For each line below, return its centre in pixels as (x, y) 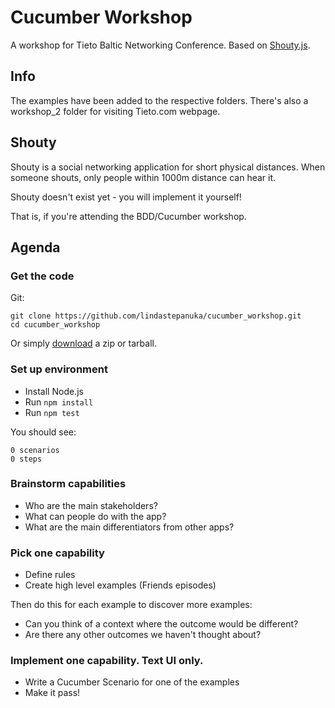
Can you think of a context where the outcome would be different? (161, 624)
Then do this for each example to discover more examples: (131, 605)
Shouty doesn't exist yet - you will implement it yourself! (126, 197)
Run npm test (52, 412)
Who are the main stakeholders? (91, 505)
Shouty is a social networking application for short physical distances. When (168, 167)
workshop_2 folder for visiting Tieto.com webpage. (115, 111)
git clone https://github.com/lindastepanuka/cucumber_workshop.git (156, 316)
